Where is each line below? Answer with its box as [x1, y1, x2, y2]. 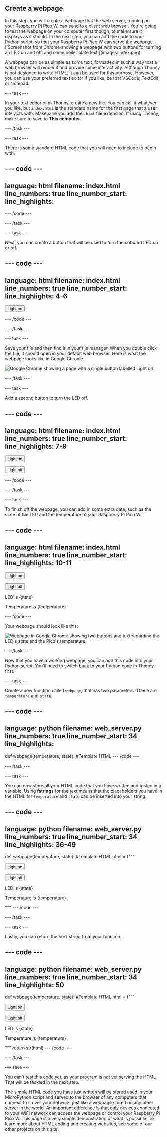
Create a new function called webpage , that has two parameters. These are [5, 687, 157, 693]
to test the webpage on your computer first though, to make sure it [5, 28, 142, 34]
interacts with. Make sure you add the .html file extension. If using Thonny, [5, 110, 160, 116]
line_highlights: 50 [5, 981, 65, 989]
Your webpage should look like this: [5, 623, 78, 629]
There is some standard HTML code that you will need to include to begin [5, 145, 156, 151]
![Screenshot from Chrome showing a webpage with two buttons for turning [5, 44, 161, 50]
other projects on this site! [5, 1126, 59, 1132]
